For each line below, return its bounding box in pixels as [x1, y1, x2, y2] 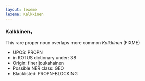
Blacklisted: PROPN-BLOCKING [12, 70, 78, 76]
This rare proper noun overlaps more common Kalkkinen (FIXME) [5, 39, 140, 45]
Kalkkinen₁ [5, 28, 32, 35]
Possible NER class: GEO [12, 65, 64, 71]
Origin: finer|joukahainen [12, 60, 64, 66]
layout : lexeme [5, 7, 37, 12]
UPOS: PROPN [12, 49, 43, 55]
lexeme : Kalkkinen [5, 12, 44, 17]
